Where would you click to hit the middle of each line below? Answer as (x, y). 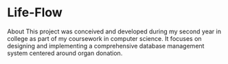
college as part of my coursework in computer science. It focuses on (104, 38)
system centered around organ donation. (65, 53)
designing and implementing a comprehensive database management (106, 46)
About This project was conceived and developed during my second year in (114, 31)
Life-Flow (35, 13)
